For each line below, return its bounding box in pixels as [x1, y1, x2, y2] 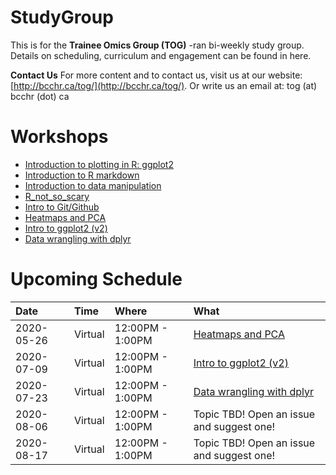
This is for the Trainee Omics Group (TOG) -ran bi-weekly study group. [10, 39, 305, 51]
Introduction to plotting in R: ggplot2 [24, 158, 174, 170]
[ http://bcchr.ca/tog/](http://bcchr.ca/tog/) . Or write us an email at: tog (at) [10, 79, 318, 91]
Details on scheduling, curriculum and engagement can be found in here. [10, 49, 312, 61]
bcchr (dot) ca [10, 90, 70, 102]
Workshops [10, 126, 109, 148]
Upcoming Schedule [10, 268, 183, 291]
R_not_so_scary [24, 190, 90, 202]
